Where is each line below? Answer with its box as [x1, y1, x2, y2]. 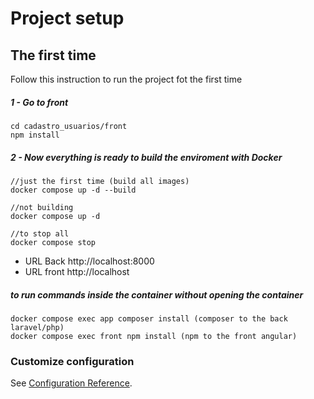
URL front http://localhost [24, 265, 130, 277]
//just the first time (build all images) [10, 176, 190, 186]
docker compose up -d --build [10, 185, 137, 195]
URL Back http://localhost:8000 [24, 255, 155, 267]
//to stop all [10, 228, 70, 239]
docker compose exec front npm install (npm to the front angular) [10, 331, 298, 341]
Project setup [10, 7, 125, 30]
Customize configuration [10, 354, 135, 368]
